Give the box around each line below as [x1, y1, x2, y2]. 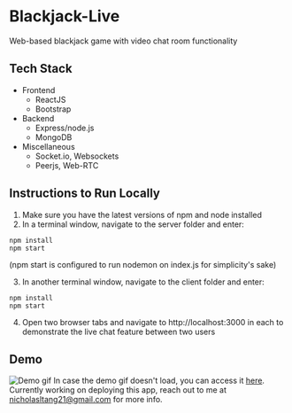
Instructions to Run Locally [9, 186, 161, 201]
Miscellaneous [21, 141, 75, 152]
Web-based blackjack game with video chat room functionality [9, 35, 238, 46]
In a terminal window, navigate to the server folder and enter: [21, 219, 245, 230]
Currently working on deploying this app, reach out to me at [9, 385, 227, 395]
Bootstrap [35, 104, 72, 114]
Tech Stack [9, 61, 73, 76]
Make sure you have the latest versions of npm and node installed [21, 209, 263, 220]
